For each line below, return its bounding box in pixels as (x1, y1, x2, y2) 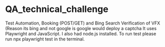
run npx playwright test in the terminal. (5, 36, 85, 42)
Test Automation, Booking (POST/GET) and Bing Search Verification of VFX (5, 20, 160, 26)
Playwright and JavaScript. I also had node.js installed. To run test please (5, 30, 156, 36)
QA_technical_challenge (5, 3, 109, 15)
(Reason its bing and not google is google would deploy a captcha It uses (5, 25, 157, 31)
